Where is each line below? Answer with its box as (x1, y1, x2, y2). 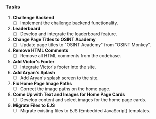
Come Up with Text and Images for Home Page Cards (12, 91, 125, 97)
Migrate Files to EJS (12, 102, 55, 108)
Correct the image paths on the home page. (20, 86, 111, 92)
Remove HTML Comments (12, 47, 69, 53)
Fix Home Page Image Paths (12, 80, 72, 86)
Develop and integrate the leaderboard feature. (20, 31, 118, 37)
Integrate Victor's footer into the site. (20, 64, 96, 70)
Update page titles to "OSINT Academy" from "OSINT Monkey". (20, 42, 151, 48)
